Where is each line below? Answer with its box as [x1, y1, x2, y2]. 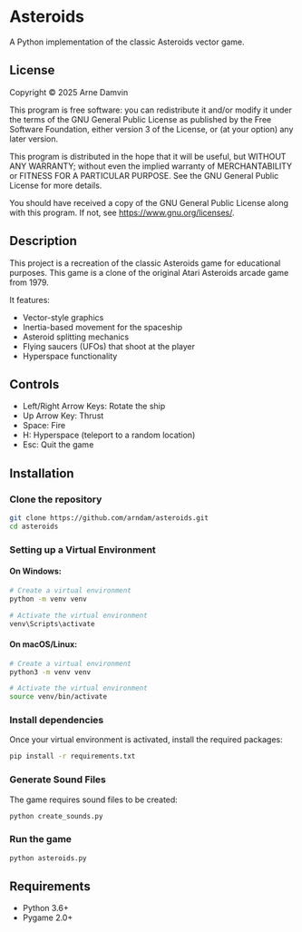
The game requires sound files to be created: [9, 794, 179, 805]
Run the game [9, 833, 73, 846]
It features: [9, 294, 50, 305]
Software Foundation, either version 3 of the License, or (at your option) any [9, 123, 294, 134]
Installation [9, 466, 74, 481]
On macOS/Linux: [9, 639, 78, 650]
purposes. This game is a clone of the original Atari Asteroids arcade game [9, 267, 289, 278]
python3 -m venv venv [9, 667, 92, 677]
